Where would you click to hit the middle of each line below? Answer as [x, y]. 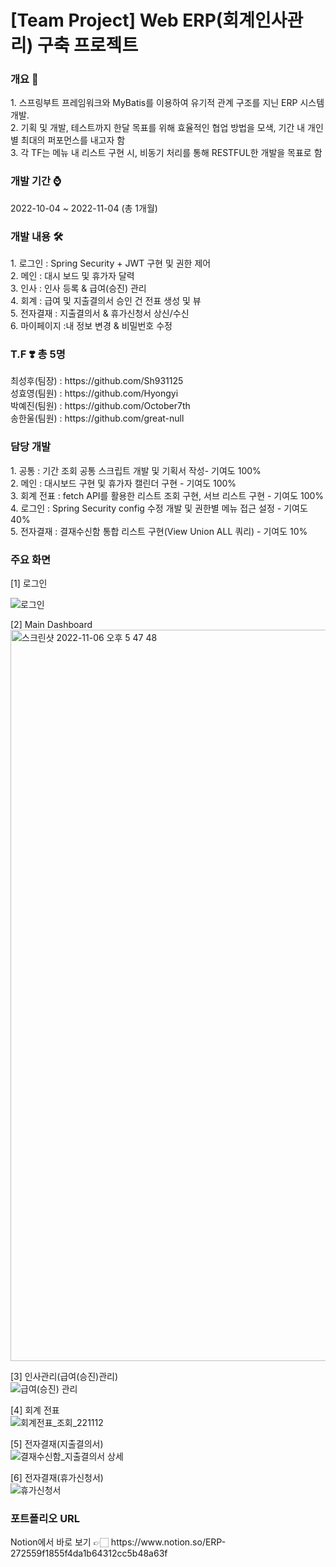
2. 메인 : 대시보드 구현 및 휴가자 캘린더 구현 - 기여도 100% [123, 483]
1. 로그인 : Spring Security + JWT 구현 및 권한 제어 [111, 263]
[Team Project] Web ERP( [116, 20]
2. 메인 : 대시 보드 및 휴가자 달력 [72, 276]
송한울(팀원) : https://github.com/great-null [97, 418]
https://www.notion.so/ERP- [168, 1542]
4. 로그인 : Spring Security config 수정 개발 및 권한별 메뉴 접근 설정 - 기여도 [159, 508]
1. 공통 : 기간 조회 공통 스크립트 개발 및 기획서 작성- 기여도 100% [136, 470]
